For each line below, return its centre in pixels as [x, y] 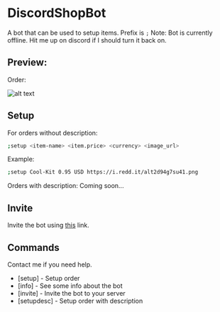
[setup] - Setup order [49, 278]
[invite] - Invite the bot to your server [71, 293]
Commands [34, 247]
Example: [21, 159]
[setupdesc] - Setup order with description [80, 301]
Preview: [27, 63]
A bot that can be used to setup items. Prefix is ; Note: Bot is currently [110, 33]
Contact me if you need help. [50, 264]
